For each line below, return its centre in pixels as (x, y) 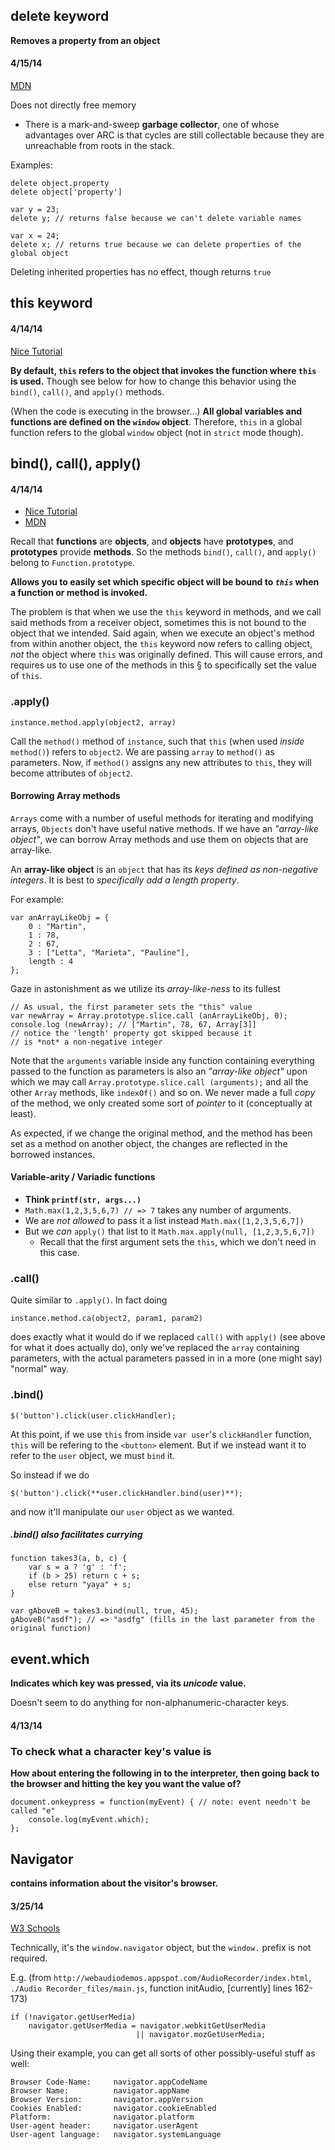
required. (29, 1958)
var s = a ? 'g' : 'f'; (78, 1567)
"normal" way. (40, 1369)
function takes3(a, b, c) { (69, 1559)
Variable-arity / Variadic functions (83, 1177)
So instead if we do (50, 1475)
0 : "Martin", (57, 926)
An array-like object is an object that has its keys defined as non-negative (164, 869)
